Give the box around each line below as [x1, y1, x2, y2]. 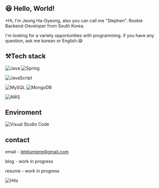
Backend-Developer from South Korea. [5, 23, 85, 29]
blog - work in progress [5, 158, 54, 164]
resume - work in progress [5, 168, 60, 174]
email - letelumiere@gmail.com [5, 149, 69, 155]
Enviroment [5, 108, 42, 117]
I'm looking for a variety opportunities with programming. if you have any [5, 32, 155, 38]
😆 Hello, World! [5, 4, 55, 13]
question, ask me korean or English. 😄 [5, 38, 83, 44]
